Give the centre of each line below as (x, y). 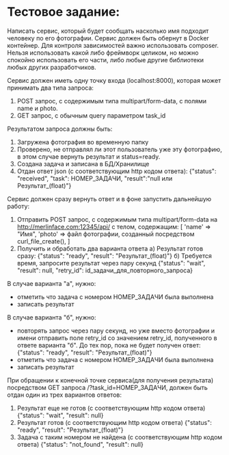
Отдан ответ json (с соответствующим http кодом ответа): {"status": (117, 171)
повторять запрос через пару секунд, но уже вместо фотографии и (116, 330)
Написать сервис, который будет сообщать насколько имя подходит (108, 31)
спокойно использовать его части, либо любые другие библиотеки (105, 60)
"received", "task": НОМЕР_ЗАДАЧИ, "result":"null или (95, 178)
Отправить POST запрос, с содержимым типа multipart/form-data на (117, 219)
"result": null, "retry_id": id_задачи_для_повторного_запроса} (105, 270)
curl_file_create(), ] (43, 241)
